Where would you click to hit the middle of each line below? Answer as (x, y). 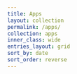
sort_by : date (28, 54)
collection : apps (33, 33)
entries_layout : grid (39, 47)
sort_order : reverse (37, 60)
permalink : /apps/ (34, 27)
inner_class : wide (34, 40)
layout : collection (36, 20)
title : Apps (24, 14)
